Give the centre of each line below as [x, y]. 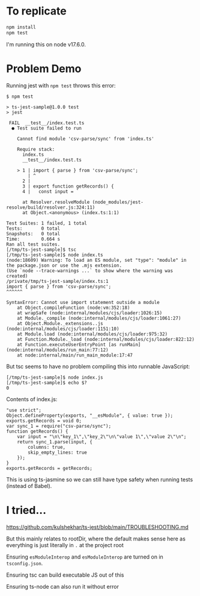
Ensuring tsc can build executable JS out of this [65, 575]
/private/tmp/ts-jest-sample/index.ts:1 [58, 281]
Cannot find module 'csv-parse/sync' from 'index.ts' [86, 139]
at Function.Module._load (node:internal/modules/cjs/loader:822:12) [106, 339]
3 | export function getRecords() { [68, 186]
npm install [21, 27]
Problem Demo [44, 68]
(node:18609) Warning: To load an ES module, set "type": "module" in [96, 260]
